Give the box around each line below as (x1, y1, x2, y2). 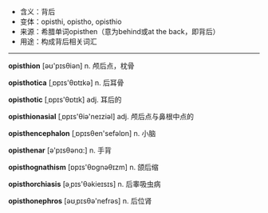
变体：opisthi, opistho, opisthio (19, 17, 122, 26)
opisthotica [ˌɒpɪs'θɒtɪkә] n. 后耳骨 (8, 78, 124, 87)
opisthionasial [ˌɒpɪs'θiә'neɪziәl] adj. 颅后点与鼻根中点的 (8, 112, 194, 121)
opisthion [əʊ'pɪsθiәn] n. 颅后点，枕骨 (8, 61, 135, 70)
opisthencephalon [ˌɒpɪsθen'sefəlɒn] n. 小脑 (8, 129, 156, 137)
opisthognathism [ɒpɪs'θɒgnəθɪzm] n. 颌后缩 (8, 162, 160, 172)
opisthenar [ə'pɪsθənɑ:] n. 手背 (8, 145, 112, 155)
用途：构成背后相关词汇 (19, 37, 97, 46)
